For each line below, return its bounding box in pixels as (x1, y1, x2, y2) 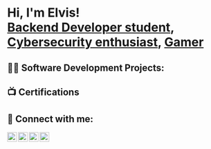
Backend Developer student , (7, 19, 174, 35)
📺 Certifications (7, 86, 80, 98)
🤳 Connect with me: (7, 113, 93, 125)
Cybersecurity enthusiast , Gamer (7, 35, 204, 50)
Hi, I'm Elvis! (7, 5, 80, 21)
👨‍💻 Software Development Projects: (7, 62, 165, 73)
